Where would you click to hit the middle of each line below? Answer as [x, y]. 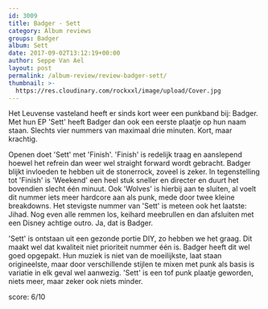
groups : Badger [34, 38]
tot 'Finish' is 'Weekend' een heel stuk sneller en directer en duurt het [124, 180]
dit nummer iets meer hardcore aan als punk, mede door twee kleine [122, 197]
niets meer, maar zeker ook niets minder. [76, 282]
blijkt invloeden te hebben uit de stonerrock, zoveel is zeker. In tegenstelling [134, 172]
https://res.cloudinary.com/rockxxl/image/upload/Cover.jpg [118, 91]
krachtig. [23, 139]
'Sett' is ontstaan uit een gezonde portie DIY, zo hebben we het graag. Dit [130, 239]
